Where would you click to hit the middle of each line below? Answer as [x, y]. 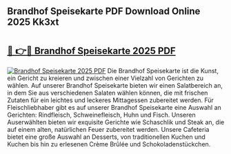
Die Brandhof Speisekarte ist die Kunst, [163, 71]
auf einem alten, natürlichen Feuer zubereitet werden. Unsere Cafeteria [108, 129]
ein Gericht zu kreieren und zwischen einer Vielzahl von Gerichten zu [106, 78]
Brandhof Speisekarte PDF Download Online [104, 11]
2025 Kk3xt [33, 22]
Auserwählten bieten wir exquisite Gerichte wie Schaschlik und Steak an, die [116, 122]
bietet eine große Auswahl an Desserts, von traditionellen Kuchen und [106, 137]
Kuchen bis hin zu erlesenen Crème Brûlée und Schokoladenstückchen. [109, 144]
